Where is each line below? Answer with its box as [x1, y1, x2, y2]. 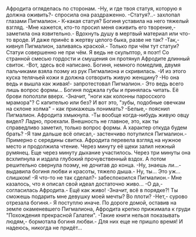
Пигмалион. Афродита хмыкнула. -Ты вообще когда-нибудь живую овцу [6, 111, 190, 119]
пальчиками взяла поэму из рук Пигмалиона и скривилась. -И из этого [6, 68, 187, 74]
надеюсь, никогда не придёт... [6, 224, 82, 231]
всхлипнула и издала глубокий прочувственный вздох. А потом [6, 156, 167, 162]
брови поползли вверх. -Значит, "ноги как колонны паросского [6, 93, 166, 100]
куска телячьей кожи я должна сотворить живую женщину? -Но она [6, 74, 180, 81]
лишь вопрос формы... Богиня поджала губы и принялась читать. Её [6, 87, 179, 93]
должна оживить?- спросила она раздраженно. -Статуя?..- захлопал [6, 11, 181, 18]
